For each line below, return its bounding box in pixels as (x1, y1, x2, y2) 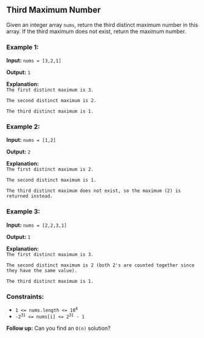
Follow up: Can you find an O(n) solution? (6, 325, 111, 332)
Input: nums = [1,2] (6, 136, 56, 144)
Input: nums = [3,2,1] (6, 57, 62, 64)
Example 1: (6, 43, 39, 51)
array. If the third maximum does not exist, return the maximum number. (6, 28, 187, 35)
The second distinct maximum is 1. (6, 177, 97, 183)
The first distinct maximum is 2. (6, 166, 94, 173)
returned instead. (6, 193, 53, 199)
